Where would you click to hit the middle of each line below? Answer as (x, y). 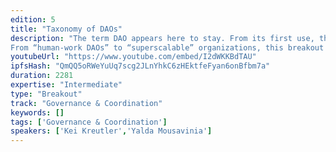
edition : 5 (33, 19)
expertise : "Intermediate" (66, 85)
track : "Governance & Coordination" (86, 103)
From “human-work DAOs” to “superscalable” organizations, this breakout (167, 47)
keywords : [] (37, 112)
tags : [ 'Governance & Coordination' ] (89, 122)
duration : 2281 (42, 76)
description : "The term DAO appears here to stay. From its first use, (162, 38)
